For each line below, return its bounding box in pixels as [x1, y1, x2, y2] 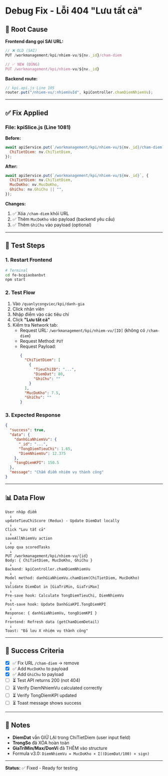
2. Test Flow [5, 289, 35, 296]
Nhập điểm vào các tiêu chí [12, 311, 69, 317]
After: [5, 163, 18, 169]
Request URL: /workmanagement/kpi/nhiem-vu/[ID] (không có [19, 327, 145, 333]
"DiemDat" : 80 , [33, 372, 65, 377]
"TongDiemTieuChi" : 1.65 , [18, 446, 72, 451]
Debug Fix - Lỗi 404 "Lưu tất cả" [5, 5, 142, 17]
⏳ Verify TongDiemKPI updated [12, 692, 77, 698]
